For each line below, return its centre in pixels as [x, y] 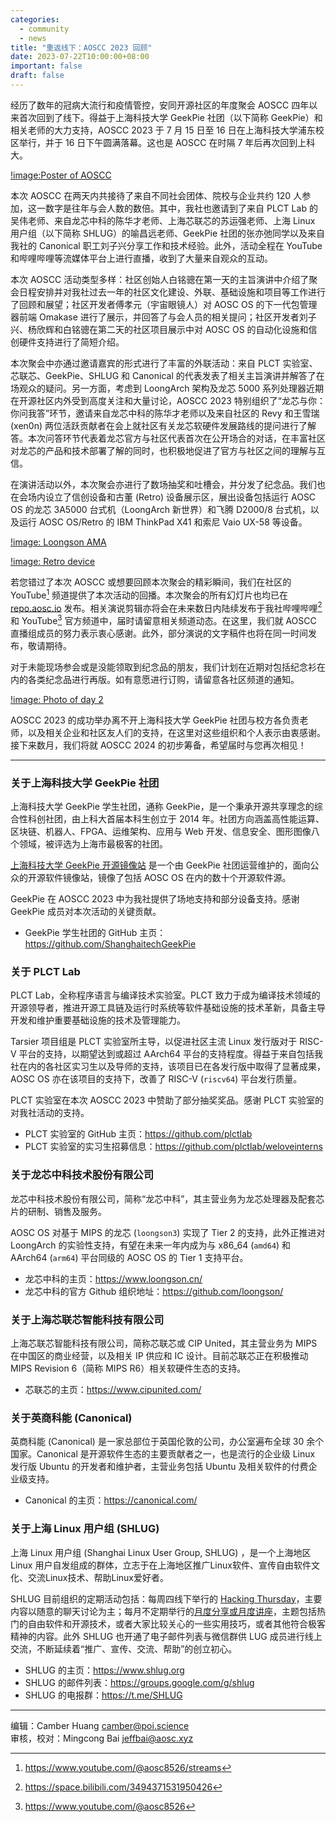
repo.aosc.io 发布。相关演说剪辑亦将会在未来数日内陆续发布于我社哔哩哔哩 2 [166, 607]
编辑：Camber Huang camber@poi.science [100, 1725]
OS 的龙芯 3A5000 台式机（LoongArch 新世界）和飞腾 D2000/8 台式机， [160, 509]
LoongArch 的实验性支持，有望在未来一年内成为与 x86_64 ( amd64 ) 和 [151, 1245]
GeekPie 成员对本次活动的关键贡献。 [86, 912]
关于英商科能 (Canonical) [71, 1418]
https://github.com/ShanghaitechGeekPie [110, 944]
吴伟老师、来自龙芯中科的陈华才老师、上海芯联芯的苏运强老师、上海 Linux [163, 220]
